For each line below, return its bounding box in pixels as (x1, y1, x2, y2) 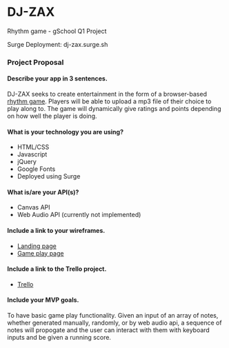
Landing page (17, 242, 57, 250)
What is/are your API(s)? (7, 187, 79, 196)
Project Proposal (7, 57, 64, 67)
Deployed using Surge (17, 172, 81, 181)
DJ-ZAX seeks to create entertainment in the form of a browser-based (7, 90, 207, 99)
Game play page (17, 249, 64, 257)
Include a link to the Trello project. (7, 265, 107, 273)
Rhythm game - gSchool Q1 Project (7, 27, 107, 35)
